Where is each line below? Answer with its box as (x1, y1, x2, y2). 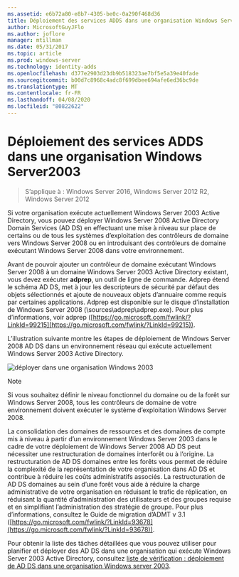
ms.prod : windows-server (7, 57, 81, 64)
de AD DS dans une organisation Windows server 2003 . (7, 561, 171, 570)
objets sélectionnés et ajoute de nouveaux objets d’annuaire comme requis (7, 290, 227, 298)
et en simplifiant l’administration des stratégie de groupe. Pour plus (7, 502, 204, 511)
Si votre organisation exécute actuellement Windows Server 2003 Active (7, 208, 221, 217)
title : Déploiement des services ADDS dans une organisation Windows (7, 17, 218, 24)
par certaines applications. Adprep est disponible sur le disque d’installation (7, 298, 230, 306)
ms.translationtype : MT (7, 83, 78, 90)
